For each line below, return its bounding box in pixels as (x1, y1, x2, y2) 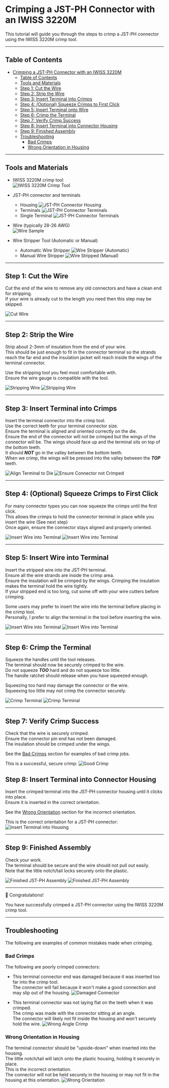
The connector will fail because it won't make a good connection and (12, 984, 156, 990)
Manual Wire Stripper (20, 252, 64, 258)
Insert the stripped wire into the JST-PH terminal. (5, 566, 107, 573)
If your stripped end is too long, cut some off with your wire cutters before (5, 588, 159, 594)
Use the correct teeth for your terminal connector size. (5, 423, 118, 429)
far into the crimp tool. (12, 979, 59, 985)
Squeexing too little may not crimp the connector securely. (5, 688, 127, 694)
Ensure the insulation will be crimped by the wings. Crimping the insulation (5, 578, 160, 584)
